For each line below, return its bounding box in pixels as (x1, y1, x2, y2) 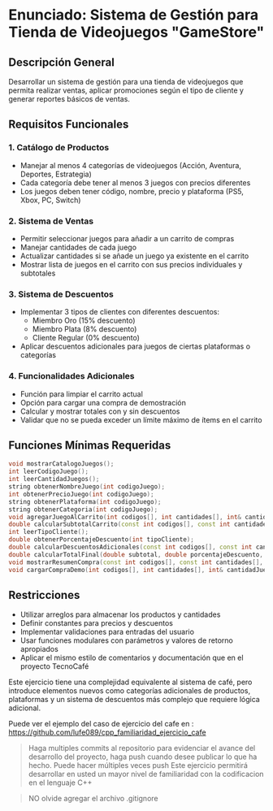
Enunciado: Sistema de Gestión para (8, 6, 258, 24)
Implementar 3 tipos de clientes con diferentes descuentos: (19, 307, 220, 317)
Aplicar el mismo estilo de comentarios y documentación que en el (19, 653, 244, 663)
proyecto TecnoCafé (19, 661, 89, 671)
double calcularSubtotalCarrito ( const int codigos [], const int (8, 520, 231, 529)
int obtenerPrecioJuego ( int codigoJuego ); (8, 490, 154, 498)
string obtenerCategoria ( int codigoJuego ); (8, 505, 158, 514)
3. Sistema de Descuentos (8, 288, 114, 300)
